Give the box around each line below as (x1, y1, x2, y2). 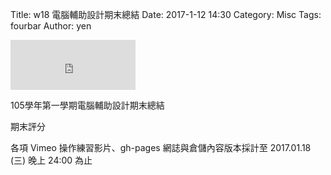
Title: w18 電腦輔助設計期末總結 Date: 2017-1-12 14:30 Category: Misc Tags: (10, 9, 322, 20)
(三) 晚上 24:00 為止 (10, 154, 93, 166)
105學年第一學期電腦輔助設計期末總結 (10, 99, 165, 111)
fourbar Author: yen (10, 20, 92, 32)
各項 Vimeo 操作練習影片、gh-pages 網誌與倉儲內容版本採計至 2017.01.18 (10, 142, 312, 153)
